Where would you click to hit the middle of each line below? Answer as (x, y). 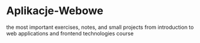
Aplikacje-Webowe (55, 11)
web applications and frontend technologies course (70, 33)
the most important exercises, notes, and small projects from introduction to (100, 27)
